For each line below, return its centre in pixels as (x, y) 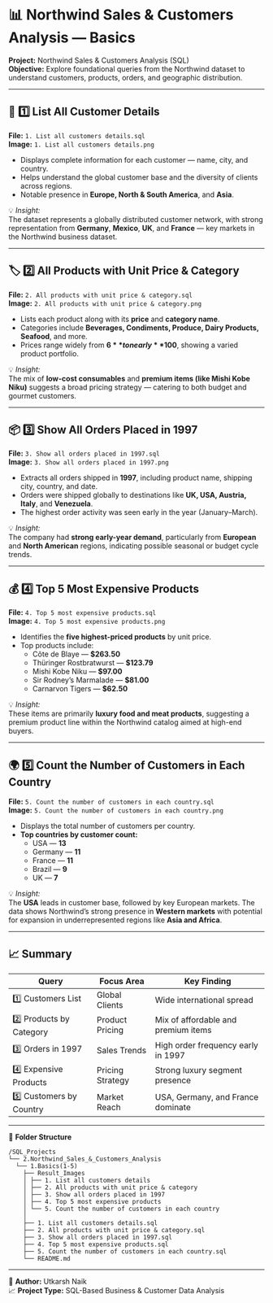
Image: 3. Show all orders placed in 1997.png (89, 462)
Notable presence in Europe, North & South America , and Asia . (127, 194)
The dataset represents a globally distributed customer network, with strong (136, 219)
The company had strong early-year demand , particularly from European (132, 538)
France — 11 (52, 861)
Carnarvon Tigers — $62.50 (80, 689)
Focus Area (121, 981)
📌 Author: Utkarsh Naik (48, 1281)
